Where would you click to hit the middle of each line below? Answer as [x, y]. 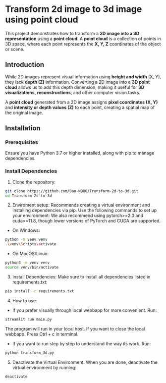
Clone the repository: [34, 182]
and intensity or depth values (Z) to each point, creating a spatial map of [80, 107]
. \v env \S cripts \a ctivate [31, 244]
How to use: [25, 300]
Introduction [25, 65]
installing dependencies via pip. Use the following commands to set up [84, 210]
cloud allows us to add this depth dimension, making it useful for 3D [75, 87]
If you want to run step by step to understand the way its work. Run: [82, 343]
